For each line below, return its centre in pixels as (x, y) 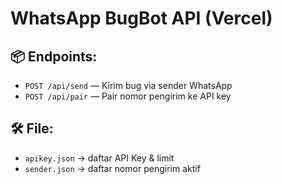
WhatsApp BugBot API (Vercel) (141, 18)
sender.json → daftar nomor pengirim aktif (112, 168)
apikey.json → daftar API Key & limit (99, 158)
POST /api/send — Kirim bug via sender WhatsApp (128, 85)
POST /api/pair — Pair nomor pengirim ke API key (128, 96)
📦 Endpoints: (54, 56)
